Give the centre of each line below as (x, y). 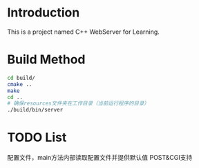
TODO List (37, 137)
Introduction (44, 13)
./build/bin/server (35, 110)
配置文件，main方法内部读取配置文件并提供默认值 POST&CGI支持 (100, 158)
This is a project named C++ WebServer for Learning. (84, 32)
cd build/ (21, 78)
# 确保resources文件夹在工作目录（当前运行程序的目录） (78, 104)
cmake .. (20, 84)
